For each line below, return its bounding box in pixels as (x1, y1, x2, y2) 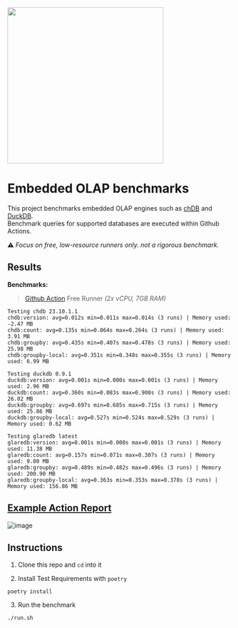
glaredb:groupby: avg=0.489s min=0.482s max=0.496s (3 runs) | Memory (7, 464, 222, 471)
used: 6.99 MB (7, 358, 50, 365)
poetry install (7, 588, 53, 595)
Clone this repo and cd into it (17, 560, 102, 569)
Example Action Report (7, 502, 112, 515)
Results (7, 261, 42, 273)
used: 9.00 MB (7, 457, 50, 465)
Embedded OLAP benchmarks (7, 181, 190, 197)
